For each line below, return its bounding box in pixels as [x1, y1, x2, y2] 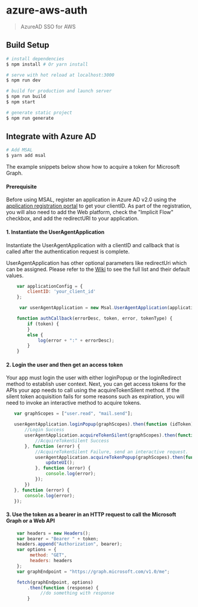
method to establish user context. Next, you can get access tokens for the [6, 380, 186, 388]
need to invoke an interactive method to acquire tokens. [6, 399, 141, 406]
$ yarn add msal [6, 153, 46, 159]
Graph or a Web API [6, 517, 55, 524]
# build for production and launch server [6, 88, 112, 94]
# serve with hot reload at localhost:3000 [6, 72, 115, 78]
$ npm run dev [6, 77, 41, 83]
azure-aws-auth [6, 4, 88, 17]
